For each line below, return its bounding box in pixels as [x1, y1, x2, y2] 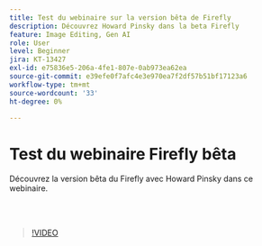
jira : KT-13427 [9, 55, 67, 64]
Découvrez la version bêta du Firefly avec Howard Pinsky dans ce [9, 173, 254, 185]
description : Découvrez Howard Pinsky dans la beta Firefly [9, 22, 240, 31]
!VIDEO [31, 227, 59, 239]
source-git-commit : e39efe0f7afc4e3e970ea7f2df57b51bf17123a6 [9, 72, 248, 81]
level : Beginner [9, 47, 70, 56]
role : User [9, 38, 50, 48]
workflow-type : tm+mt [9, 80, 91, 89]
